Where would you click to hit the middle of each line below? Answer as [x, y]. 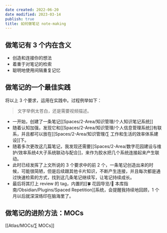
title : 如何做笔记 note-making [36, 24]
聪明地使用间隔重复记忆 [36, 71]
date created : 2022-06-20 [32, 10]
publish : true [20, 19]
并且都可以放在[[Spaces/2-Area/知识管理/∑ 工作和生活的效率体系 [87, 134]
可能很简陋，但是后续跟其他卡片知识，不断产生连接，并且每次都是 [89, 171]
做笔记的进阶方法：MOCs [44, 213]
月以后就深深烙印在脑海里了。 [43, 196]
